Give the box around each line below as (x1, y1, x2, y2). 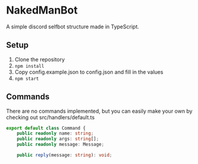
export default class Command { (6, 125, 86, 131)
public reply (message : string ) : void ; (17, 152, 112, 158)
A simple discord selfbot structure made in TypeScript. (6, 23, 139, 30)
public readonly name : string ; (17, 130, 94, 136)
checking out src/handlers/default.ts (6, 113, 95, 121)
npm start (14, 76, 40, 81)
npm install (14, 63, 44, 69)
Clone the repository (14, 55, 65, 63)
